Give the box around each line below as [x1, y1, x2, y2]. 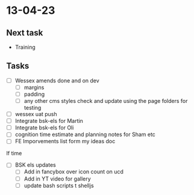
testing [23, 104, 42, 111]
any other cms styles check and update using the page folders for [23, 97, 188, 104]
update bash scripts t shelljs [23, 182, 95, 189]
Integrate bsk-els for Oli [14, 124, 74, 131]
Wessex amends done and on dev [14, 76, 99, 84]
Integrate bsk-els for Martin [14, 117, 83, 125]
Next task [6, 28, 43, 38]
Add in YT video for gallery [23, 175, 92, 182]
